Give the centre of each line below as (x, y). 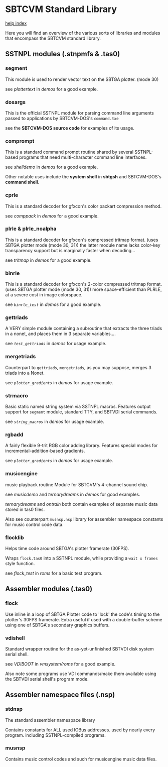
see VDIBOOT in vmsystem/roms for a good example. (60, 664)
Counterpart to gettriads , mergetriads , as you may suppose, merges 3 (78, 367)
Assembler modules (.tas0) (49, 589)
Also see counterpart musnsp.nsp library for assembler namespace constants (84, 519)
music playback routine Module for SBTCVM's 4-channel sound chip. (77, 484)
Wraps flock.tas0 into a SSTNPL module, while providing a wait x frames (81, 558)
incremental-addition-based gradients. (45, 451)
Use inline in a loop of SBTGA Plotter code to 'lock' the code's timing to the (82, 614)
